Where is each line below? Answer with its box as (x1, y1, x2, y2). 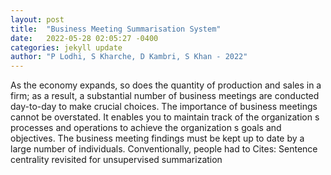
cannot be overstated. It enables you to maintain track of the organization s (10, 111, 320, 123)
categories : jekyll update (10, 42, 123, 53)
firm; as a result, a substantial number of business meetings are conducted (10, 90, 320, 102)
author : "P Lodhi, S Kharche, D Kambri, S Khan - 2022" (10, 52, 248, 62)
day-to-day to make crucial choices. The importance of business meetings (10, 101, 318, 113)
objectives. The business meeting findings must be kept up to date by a (10, 132, 305, 145)
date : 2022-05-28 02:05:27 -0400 (10, 33, 159, 43)
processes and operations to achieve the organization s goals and (10, 122, 282, 134)
